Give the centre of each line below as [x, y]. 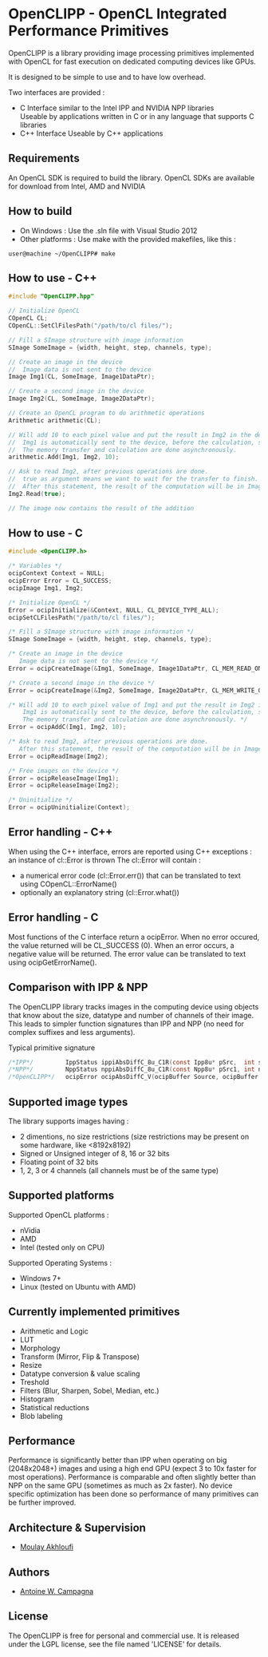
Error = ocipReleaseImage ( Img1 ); [64, 778]
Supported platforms [61, 1196]
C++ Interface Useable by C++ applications [91, 133]
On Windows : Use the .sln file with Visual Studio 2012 [108, 230]
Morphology [40, 1348]
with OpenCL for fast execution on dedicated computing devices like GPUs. [132, 61]
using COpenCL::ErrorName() [68, 884]
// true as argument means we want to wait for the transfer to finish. [134, 479]
